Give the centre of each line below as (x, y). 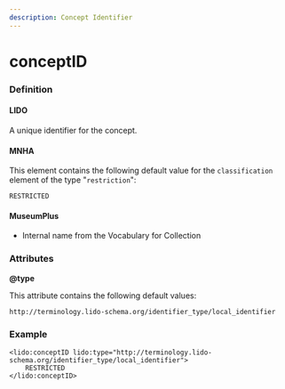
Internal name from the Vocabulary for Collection (111, 236)
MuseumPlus (34, 215)
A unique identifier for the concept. (73, 130)
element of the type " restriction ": (73, 180)
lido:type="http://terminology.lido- (142, 353)
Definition (31, 89)
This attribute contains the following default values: (103, 296)
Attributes (32, 259)
